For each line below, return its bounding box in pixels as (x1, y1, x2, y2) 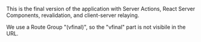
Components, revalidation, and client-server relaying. (6, 12, 140, 19)
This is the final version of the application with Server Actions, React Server (6, 5, 196, 12)
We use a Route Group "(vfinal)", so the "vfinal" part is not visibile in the (6, 24, 186, 30)
